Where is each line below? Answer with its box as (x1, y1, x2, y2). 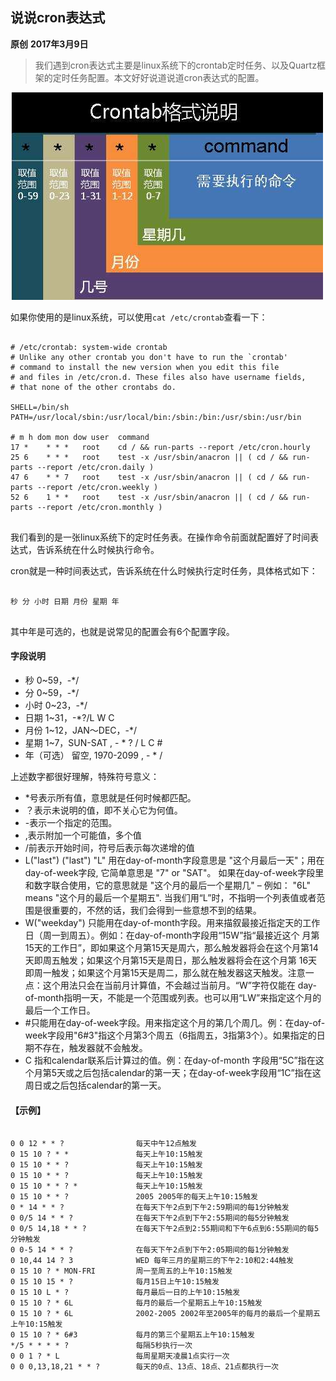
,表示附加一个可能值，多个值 (24, 829, 142, 842)
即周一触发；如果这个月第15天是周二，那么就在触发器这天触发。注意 (24, 967, 306, 979)
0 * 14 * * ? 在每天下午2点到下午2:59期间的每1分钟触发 (10, 1203, 290, 1213)
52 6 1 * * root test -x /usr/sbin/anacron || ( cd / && (10, 492, 288, 502)
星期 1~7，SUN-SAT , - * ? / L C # (24, 737, 163, 749)
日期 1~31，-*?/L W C (24, 712, 115, 724)
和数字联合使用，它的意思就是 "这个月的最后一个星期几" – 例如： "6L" (24, 879, 311, 892)
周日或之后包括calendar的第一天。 (24, 1079, 167, 1092)
